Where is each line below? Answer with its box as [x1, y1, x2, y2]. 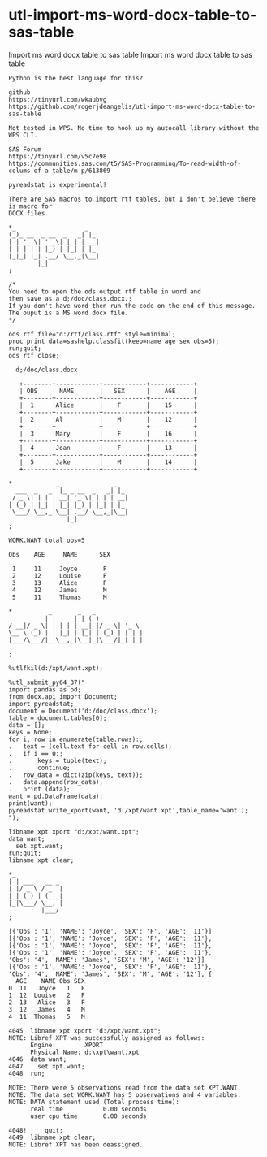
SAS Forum [8, 145, 42, 154]
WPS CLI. [8, 131, 38, 139]
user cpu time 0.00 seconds [29, 1111, 148, 1120]
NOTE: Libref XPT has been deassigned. [8, 1140, 144, 1149]
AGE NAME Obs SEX [15, 977, 85, 985]
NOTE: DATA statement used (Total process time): [8, 1098, 180, 1106]
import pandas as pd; [8, 685, 82, 694]
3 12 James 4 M [8, 1005, 85, 1013]
